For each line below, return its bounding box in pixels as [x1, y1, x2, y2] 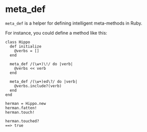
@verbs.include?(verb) [14, 83, 62, 88]
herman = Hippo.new [5, 101, 46, 106]
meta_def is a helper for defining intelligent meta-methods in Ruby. [5, 20, 142, 26]
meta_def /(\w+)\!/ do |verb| [10, 61, 73, 66]
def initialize [10, 44, 42, 49]
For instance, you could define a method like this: [5, 30, 107, 36]
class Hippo [5, 39, 30, 45]
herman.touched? [5, 118, 39, 123]
